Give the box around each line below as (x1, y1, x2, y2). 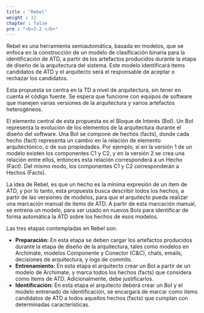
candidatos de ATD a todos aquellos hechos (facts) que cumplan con (15, 295, 188, 302)
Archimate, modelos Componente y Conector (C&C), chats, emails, (15, 249, 183, 257)
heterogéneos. (6, 106, 43, 113)
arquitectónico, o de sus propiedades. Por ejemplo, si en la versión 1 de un (6, 143, 192, 150)
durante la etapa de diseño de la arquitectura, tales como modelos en (15, 243, 189, 251)
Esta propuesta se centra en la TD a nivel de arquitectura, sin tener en (6, 86, 181, 94)
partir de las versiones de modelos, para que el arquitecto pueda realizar (6, 194, 188, 201)
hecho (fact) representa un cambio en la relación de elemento (6, 137, 161, 144)
